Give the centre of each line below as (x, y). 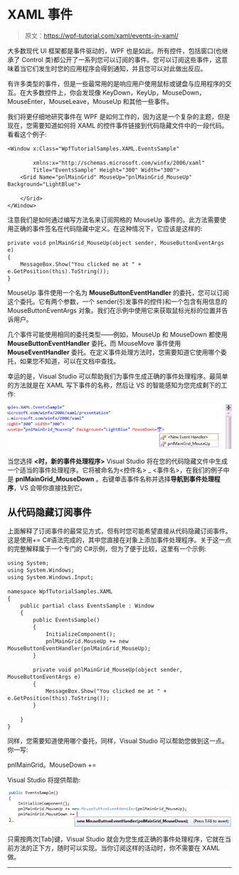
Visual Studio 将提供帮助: (44, 780)
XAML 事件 (40, 15)
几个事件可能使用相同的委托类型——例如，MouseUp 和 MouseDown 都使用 (117, 334)
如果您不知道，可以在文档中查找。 (69, 361)
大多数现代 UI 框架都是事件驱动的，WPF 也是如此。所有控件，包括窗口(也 (115, 51)
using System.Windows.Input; (51, 577)
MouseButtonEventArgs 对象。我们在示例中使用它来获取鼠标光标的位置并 (115, 310)
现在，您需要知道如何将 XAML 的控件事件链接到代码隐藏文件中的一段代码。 (118, 125)
